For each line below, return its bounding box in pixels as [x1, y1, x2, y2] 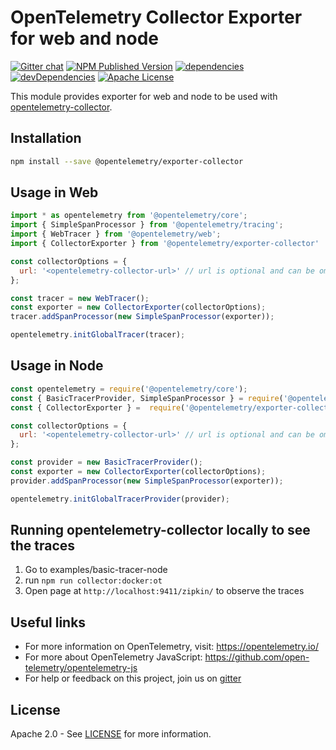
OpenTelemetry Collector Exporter [10, 6, 303, 29]
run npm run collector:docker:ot [24, 574, 163, 586]
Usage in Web [10, 184, 99, 201]
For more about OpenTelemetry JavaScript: [24, 651, 203, 663]
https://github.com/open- [204, 651, 310, 663]
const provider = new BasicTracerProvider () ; [10, 457, 203, 468]
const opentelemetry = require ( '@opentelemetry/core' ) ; [10, 384, 248, 394]
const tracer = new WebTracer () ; [10, 293, 150, 303]
